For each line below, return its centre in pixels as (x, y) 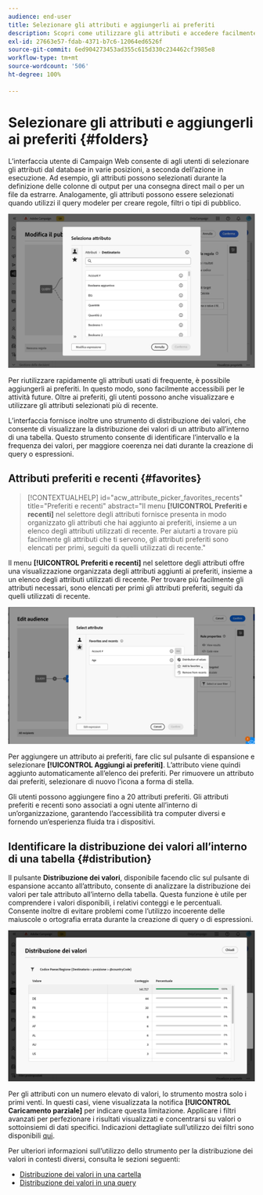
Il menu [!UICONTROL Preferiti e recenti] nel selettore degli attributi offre (126, 563)
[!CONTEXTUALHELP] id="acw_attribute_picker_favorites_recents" (135, 497)
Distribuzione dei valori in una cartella (80, 1174)
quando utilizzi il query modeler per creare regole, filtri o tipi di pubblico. (124, 202)
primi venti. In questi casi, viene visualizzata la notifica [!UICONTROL (119, 1102)
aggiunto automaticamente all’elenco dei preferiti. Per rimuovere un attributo (131, 774)
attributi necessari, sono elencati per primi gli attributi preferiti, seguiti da (126, 588)
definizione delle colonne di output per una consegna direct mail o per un (126, 186)
